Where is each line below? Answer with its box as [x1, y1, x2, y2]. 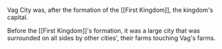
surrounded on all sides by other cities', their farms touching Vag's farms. [7, 34, 216, 42]
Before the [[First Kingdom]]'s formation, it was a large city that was [7, 27, 201, 35]
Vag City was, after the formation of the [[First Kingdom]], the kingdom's [7, 6, 214, 14]
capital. [7, 13, 28, 21]
